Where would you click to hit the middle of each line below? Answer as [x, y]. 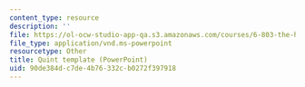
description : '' [40, 26]
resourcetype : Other [49, 52]
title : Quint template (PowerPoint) [79, 60]
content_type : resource [54, 18]
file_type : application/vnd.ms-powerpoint [91, 43]
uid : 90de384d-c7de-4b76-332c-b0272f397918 [93, 69]
